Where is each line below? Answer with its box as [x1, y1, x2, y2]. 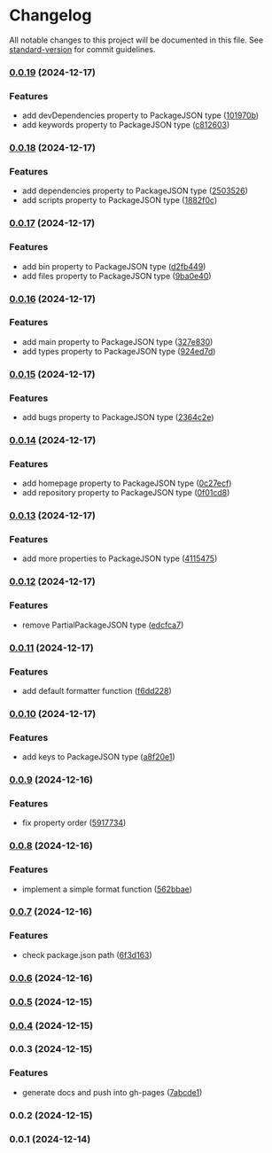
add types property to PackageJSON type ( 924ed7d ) [21, 346, 216, 356]
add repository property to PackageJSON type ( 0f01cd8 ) [21, 487, 230, 498]
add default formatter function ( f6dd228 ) [21, 685, 173, 696]
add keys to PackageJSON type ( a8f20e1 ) [21, 752, 175, 762]
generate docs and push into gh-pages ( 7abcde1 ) [21, 1087, 203, 1097]
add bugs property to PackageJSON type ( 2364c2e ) [21, 412, 214, 423]
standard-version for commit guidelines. [9, 43, 156, 54]
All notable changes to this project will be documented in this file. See [9, 35, 264, 45]
